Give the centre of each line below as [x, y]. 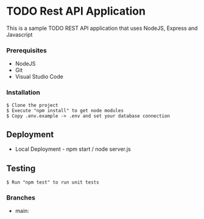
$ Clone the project [33, 105]
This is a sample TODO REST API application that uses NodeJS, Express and [102, 28]
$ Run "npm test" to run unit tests [53, 182]
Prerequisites [26, 50]
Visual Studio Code [39, 77]
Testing [21, 168]
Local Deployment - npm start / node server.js [73, 149]
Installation [23, 93]
